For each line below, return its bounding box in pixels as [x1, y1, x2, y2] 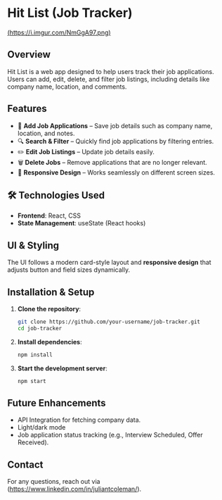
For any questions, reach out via [7, 477, 100, 486]
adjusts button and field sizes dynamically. [7, 265, 131, 274]
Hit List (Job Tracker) [7, 5, 133, 21]
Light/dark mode [17, 423, 66, 432]
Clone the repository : [17, 305, 81, 313]
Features [7, 103, 47, 115]
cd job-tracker [17, 325, 63, 332]
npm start [17, 377, 47, 385]
